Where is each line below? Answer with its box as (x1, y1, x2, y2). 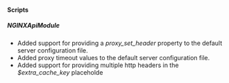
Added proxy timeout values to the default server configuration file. (17, 53, 210, 62)
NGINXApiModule (7, 21, 60, 30)
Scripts (7, 6, 29, 14)
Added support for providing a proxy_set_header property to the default (17, 39, 223, 47)
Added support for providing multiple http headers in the (17, 61, 179, 69)
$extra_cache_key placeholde (17, 68, 103, 76)
